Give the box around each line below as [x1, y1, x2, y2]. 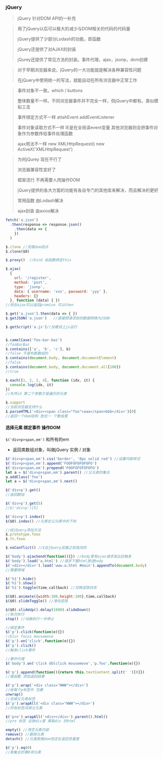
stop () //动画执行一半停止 [5, 616, 54, 621]
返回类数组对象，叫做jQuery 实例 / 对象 [12, 447, 91, 452]
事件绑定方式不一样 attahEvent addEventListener [17, 114, 114, 120]
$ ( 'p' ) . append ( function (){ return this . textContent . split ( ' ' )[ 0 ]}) [5, 670, 145, 675]
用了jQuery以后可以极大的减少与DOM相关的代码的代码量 [17, 26, 130, 32]
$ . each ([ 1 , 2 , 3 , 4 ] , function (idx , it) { [5, 378, 95, 383]
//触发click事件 [5, 647, 35, 652]
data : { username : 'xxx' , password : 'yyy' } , [14, 289, 108, 294]
